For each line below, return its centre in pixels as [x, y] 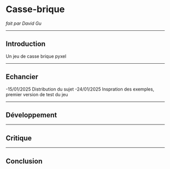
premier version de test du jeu [37, 94]
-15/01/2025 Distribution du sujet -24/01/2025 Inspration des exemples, [80, 89]
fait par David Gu [24, 23]
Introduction [26, 44]
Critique [19, 138]
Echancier [22, 77]
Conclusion [24, 161]
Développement [32, 115]
